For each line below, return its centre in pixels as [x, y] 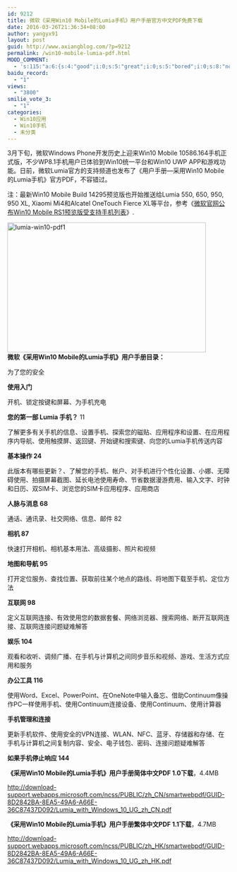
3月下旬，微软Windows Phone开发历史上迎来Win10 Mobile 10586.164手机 [114, 153]
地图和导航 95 [28, 564]
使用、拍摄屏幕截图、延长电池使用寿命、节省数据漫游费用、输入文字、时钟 [121, 480]
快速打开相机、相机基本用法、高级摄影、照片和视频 [81, 549]
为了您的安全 [26, 372]
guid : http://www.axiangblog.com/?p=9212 [69, 47]
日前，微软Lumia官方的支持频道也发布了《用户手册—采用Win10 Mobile [122, 171]
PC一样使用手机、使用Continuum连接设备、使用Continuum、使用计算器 [117, 705]
